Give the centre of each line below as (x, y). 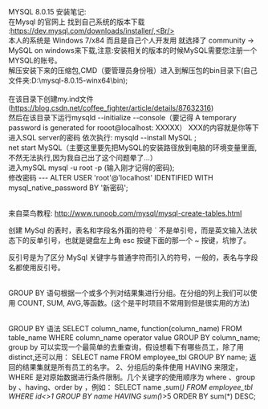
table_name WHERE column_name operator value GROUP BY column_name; (134, 338)
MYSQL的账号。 (35, 60)
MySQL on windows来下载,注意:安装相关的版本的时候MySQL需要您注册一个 (133, 50)
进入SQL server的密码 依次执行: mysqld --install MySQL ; (102, 138)
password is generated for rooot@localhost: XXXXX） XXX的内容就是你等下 (134, 128)
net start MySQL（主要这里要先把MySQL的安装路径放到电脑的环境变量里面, (133, 148)
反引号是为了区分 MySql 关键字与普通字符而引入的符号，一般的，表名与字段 (133, 257)
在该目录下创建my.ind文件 (51, 99)
